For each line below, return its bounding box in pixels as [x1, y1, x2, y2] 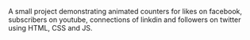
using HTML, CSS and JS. [8, 24, 93, 32]
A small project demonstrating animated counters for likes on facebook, [8, 7, 243, 16]
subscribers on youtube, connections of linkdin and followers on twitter [8, 15, 241, 24]
